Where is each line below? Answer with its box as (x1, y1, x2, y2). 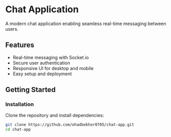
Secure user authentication (12, 60, 70, 66)
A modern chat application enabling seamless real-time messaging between (5, 20, 166, 27)
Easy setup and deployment (12, 71, 72, 77)
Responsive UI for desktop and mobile (12, 65, 94, 71)
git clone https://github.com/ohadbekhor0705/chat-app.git (5, 122, 135, 127)
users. (5, 26, 19, 32)
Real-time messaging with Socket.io (12, 54, 89, 60)
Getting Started (5, 85, 56, 94)
